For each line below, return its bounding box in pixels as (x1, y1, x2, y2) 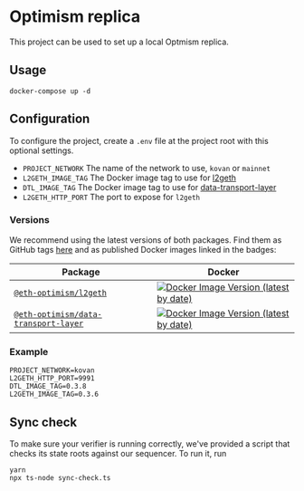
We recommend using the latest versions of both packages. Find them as (9, 234, 282, 246)
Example (9, 345, 49, 358)
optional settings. (9, 145, 74, 156)
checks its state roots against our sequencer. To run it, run (9, 448, 227, 458)
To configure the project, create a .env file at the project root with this (9, 135, 269, 146)
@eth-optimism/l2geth (14, 287, 107, 298)
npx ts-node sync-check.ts (9, 473, 111, 482)
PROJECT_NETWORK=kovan (9, 366, 95, 375)
